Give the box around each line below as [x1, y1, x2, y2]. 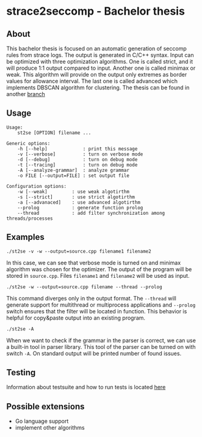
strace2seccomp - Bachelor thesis [6, 4, 185, 18]
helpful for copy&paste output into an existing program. [6, 314, 145, 321]
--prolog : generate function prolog [17, 204, 143, 211]
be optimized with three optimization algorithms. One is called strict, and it [6, 58, 193, 65]
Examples [6, 232, 45, 242]
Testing [6, 367, 36, 378]
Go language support [15, 417, 69, 425]
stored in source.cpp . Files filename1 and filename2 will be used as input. [6, 272, 190, 279]
